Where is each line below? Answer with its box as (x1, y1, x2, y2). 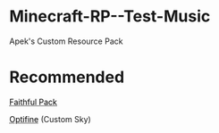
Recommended (9, 67, 125, 87)
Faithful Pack (9, 96, 58, 107)
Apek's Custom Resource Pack (9, 36, 123, 46)
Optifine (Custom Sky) (9, 113, 91, 124)
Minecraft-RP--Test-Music (9, 6, 211, 27)
